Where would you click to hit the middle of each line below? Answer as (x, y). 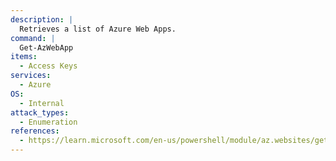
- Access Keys (48, 66)
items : (24, 57)
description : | (42, 19)
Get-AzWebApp (46, 47)
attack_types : (40, 112)
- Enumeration (48, 122)
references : (35, 131)
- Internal (42, 103)
